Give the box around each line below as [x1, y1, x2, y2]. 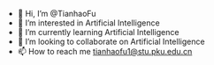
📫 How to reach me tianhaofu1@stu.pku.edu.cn [17, 47, 193, 56]
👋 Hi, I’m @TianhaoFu [17, 9, 96, 18]
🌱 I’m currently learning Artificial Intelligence [17, 27, 180, 37]
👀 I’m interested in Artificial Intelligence [17, 18, 161, 28]
